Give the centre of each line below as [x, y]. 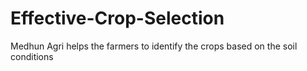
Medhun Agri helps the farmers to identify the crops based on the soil [154, 46]
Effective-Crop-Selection [117, 18]
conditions [32, 56]
